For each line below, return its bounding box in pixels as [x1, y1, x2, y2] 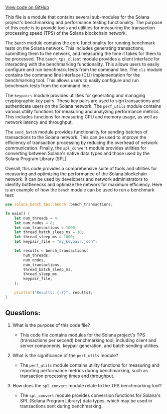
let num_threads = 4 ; [14, 216, 59, 221]
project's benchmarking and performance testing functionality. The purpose [5, 20, 162, 25]
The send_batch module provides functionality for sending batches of [5, 129, 148, 135]
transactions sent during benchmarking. [20, 403, 103, 409]
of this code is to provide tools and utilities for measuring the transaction [5, 25, 155, 31]
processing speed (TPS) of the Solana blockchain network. [5, 30, 127, 36]
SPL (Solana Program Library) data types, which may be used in [20, 397, 152, 403]
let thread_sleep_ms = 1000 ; [14, 234, 75, 240]
